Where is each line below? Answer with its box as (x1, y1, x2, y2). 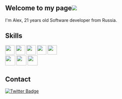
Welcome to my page (5, 4, 72, 12)
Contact (5, 75, 31, 84)
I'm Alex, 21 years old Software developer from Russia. (5, 17, 117, 23)
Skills (5, 32, 22, 40)
